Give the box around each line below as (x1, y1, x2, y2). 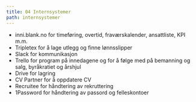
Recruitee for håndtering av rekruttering (14, 82, 114, 89)
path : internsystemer (6, 14, 61, 21)
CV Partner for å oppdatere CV (14, 76, 91, 83)
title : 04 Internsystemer (6, 8, 71, 15)
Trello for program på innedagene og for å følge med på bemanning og (14, 57, 191, 64)
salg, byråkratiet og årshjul (14, 63, 81, 70)
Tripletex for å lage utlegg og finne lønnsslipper (14, 43, 133, 51)
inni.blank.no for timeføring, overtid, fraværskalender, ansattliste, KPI (14, 31, 186, 38)
